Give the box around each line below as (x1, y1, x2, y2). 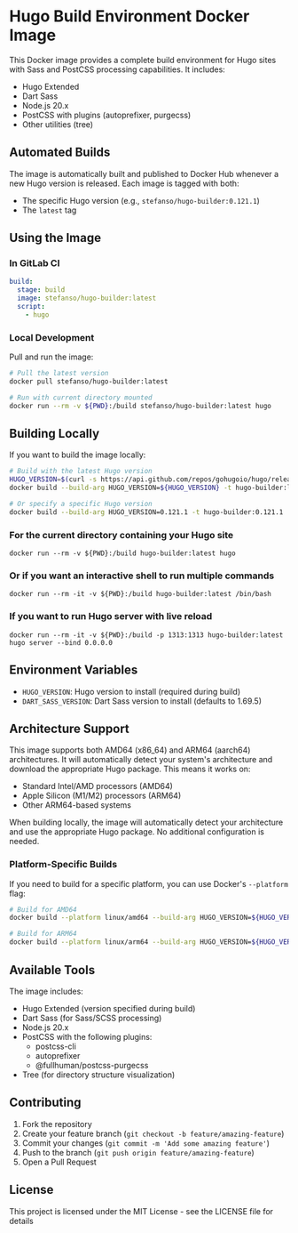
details (9, 1215, 34, 1226)
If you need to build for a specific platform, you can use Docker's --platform (9, 878, 288, 889)
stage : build (17, 286, 66, 294)
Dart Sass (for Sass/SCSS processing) (21, 1012, 162, 1023)
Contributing (9, 1095, 82, 1110)
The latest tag (21, 205, 77, 215)
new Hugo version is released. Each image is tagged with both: (9, 178, 239, 189)
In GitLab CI (9, 257, 60, 270)
